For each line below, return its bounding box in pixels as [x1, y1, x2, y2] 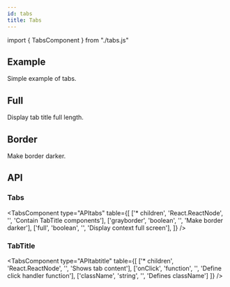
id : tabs [7, 10, 33, 17]
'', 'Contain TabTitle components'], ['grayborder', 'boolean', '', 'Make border [7, 216, 224, 224]
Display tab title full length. [7, 113, 84, 122]
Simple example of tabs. [7, 75, 77, 83]
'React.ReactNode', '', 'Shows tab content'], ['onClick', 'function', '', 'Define [7, 264, 222, 272]
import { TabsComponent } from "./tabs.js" [7, 36, 129, 44]
